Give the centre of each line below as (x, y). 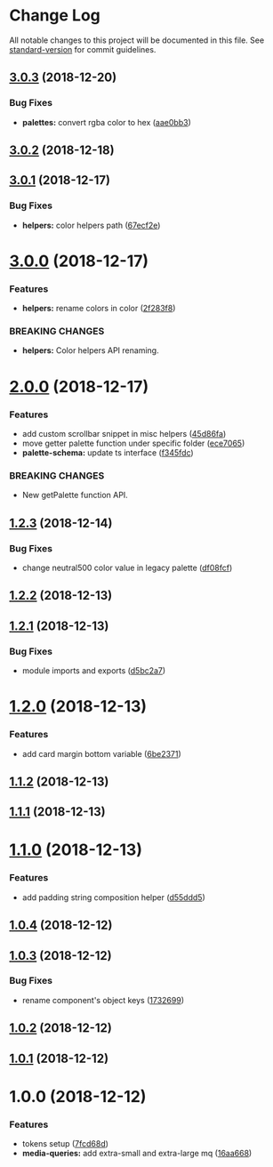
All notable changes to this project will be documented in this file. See (137, 40)
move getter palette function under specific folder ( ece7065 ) (133, 443)
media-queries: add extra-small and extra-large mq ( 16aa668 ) (137, 1154)
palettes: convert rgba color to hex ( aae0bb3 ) (106, 122)
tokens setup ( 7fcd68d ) (65, 1144)
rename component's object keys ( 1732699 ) (103, 1000)
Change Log (55, 16)
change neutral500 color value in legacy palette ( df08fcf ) (127, 567)
